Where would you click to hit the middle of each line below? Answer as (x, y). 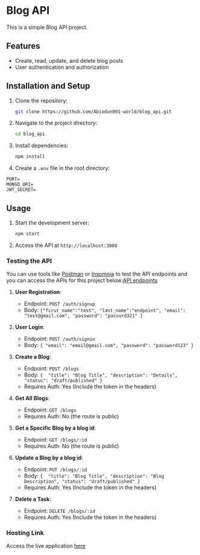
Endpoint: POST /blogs (52, 369)
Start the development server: (52, 223)
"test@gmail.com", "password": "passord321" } (83, 316)
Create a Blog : (33, 357)
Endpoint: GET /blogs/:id (55, 440)
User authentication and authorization (62, 67)
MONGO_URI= (20, 184)
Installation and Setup (48, 86)
